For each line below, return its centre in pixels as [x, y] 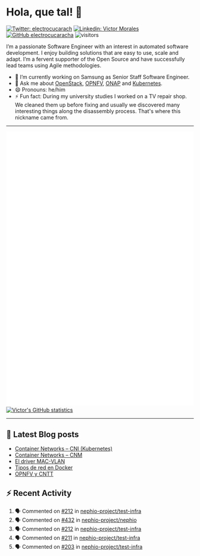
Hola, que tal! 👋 [44, 12]
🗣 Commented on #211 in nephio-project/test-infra [77, 538]
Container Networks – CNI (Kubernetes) [64, 449]
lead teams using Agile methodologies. [54, 65]
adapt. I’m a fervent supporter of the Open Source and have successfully [96, 59]
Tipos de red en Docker [44, 468]
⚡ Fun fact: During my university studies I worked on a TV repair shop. [101, 96]
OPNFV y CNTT [34, 474]
